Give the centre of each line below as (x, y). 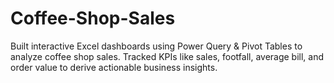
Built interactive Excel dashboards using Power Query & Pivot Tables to (156, 46)
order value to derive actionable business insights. (114, 67)
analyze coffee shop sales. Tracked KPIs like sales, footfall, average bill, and (167, 56)
